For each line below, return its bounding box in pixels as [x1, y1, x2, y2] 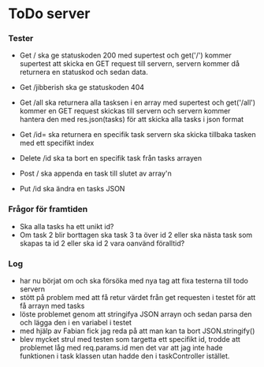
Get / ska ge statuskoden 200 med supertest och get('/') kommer [19, 50, 232, 60]
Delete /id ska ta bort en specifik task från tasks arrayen [19, 154, 203, 163]
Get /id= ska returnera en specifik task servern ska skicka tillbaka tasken [19, 130, 256, 139]
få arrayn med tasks [19, 301, 85, 311]
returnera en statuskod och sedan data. [19, 68, 148, 77]
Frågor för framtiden [8, 204, 88, 215]
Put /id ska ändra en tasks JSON [19, 184, 125, 194]
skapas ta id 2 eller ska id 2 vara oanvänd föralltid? [19, 238, 185, 248]
